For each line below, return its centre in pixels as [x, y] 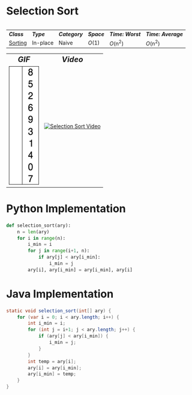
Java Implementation [60, 294]
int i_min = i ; [47, 323]
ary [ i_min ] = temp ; [52, 374]
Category [71, 34]
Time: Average [165, 34]
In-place [43, 43]
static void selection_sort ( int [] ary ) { [59, 311]
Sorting [18, 43]
